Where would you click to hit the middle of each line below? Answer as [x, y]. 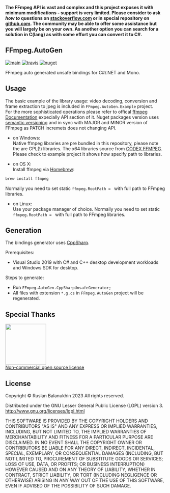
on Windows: [26, 138]
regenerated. [26, 298]
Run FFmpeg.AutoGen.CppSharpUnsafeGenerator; [62, 288]
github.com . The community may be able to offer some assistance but [81, 23]
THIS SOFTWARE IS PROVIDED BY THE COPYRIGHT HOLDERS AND [77, 421]
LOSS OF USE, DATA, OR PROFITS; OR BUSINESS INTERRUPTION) [75, 464]
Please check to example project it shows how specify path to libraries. [87, 154]
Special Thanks [30, 314]
